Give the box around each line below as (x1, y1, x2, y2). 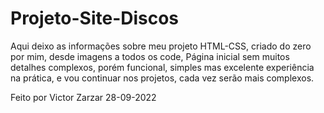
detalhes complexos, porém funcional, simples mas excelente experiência (10, 61, 315, 73)
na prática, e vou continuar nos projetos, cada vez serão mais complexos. (10, 72, 315, 84)
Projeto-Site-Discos (10, 7, 180, 30)
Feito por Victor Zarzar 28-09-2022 (10, 91, 157, 103)
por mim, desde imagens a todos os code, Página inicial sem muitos (10, 50, 290, 62)
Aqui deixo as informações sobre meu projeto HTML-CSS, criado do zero (10, 40, 312, 52)
